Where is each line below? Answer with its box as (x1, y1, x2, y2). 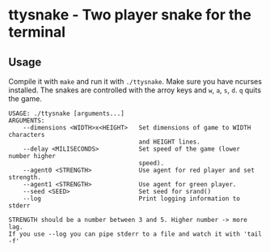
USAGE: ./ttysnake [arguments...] (8, 109, 125, 117)
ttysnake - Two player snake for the (8, 6, 252, 24)
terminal (8, 23, 66, 41)
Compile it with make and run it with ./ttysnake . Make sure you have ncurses (8, 77, 263, 86)
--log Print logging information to (23, 194, 241, 203)
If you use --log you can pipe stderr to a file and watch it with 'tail (8, 230, 263, 238)
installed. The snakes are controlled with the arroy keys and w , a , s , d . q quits (8, 85, 261, 95)
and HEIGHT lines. (138, 138, 200, 146)
